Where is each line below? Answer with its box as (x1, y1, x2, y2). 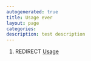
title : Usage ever (6, 14, 53, 21)
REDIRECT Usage (15, 48, 59, 55)
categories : (6, 25, 36, 32)
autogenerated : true (6, 8, 59, 15)
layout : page (6, 20, 39, 26)
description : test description (6, 31, 86, 37)
